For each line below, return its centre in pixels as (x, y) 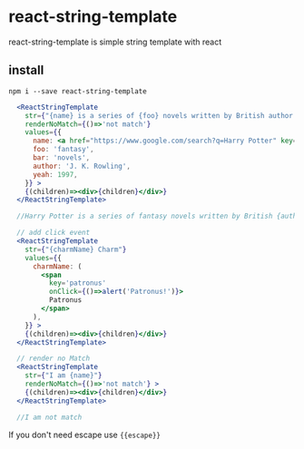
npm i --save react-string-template (78, 91)
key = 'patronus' (77, 283)
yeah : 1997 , (55, 174)
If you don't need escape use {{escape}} (84, 434)
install (26, 70)
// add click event (54, 233)
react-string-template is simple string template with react (115, 42)
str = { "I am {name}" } (64, 376)
